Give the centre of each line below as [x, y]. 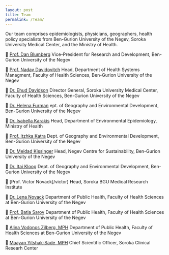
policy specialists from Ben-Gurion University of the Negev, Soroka [76, 39]
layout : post [19, 10]
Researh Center [22, 248]
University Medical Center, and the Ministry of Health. [62, 45]
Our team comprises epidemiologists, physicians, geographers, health [79, 34]
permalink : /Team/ [25, 19]
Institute [14, 187]
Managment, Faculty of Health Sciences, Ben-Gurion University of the [79, 75]
